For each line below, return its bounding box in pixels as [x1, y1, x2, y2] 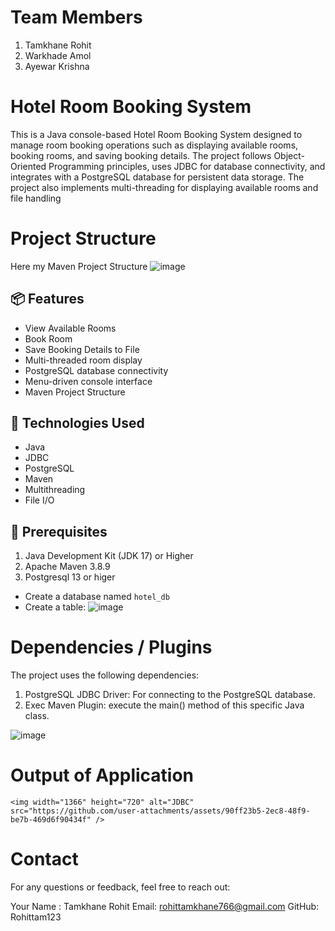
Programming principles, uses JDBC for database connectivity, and [48, 160, 326, 172]
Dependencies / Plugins [10, 636, 213, 659]
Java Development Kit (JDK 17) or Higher [24, 550, 194, 562]
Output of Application [10, 764, 195, 787]
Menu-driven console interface [24, 375, 153, 387]
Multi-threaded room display [24, 354, 143, 366]
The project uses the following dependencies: [10, 669, 200, 681]
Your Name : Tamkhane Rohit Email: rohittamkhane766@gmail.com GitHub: [10, 901, 320, 913]
